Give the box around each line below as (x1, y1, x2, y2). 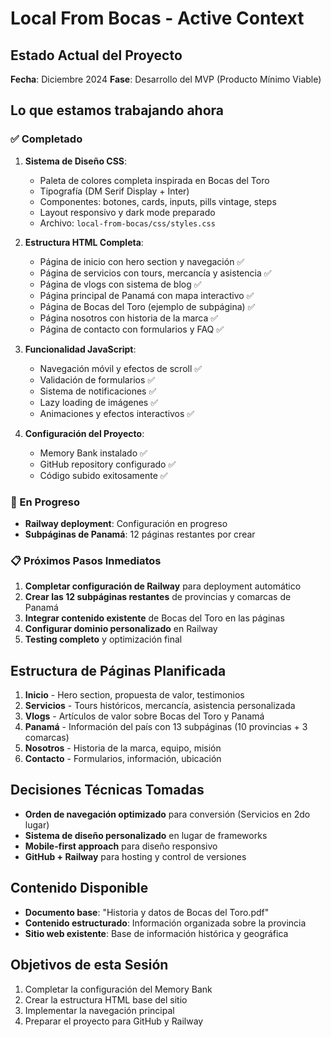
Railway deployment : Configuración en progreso (24, 517, 228, 529)
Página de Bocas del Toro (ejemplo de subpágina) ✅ (39, 300, 256, 312)
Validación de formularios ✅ (39, 373, 156, 386)
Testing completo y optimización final (24, 633, 183, 646)
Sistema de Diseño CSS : (24, 155, 128, 167)
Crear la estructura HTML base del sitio (24, 993, 188, 1006)
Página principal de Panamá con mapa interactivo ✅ (39, 289, 255, 301)
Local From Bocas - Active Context (10, 7, 305, 30)
